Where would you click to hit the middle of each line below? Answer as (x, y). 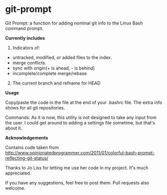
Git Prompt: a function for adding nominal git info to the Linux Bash (74, 23)
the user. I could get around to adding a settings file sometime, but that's (80, 122)
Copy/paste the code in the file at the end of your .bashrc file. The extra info (84, 102)
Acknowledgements (27, 137)
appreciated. (18, 173)
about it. (14, 128)
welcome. (15, 188)
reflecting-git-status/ (27, 158)
